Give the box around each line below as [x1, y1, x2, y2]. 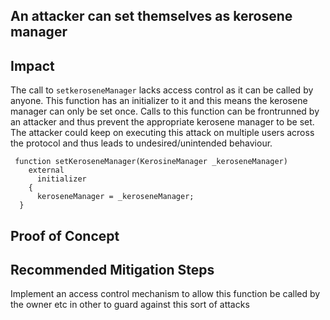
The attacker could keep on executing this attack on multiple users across [10, 127, 315, 139]
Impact [10, 57, 55, 74]
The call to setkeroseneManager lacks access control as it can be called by [10, 84, 314, 96]
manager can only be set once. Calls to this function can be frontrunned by [10, 105, 320, 118]
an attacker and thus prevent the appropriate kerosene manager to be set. [10, 116, 315, 128]
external [28, 165, 65, 176]
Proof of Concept [10, 227, 120, 244]
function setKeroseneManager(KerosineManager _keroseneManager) [14, 157, 288, 167]
